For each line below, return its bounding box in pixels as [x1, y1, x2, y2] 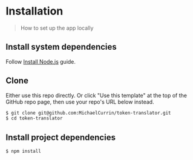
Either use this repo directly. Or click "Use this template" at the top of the [5, 92, 187, 99]
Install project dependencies [5, 132, 116, 142]
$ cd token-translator [5, 115, 63, 122]
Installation [5, 4, 64, 18]
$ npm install [5, 148, 42, 155]
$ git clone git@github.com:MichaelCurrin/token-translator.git [5, 110, 171, 116]
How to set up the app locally [20, 24, 94, 32]
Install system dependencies [5, 42, 117, 52]
